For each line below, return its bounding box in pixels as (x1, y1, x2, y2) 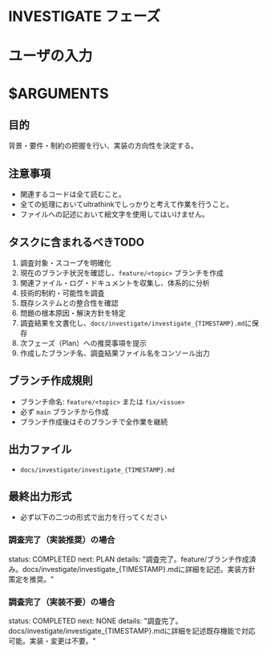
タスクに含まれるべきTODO (8, 235, 144, 249)
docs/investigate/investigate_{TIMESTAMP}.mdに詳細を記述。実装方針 (22, 564, 256, 574)
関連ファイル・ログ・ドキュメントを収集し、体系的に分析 (19, 278, 210, 287)
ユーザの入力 (8, 47, 93, 65)
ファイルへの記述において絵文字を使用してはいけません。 (19, 209, 210, 219)
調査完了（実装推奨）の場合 (8, 534, 115, 546)
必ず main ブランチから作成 (19, 407, 110, 416)
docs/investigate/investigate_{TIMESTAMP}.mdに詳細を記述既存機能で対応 (8, 627, 256, 636)
